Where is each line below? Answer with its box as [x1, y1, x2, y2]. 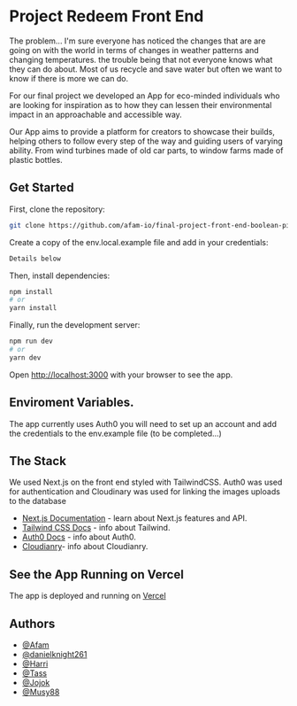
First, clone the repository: [9, 204, 106, 214]
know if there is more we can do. [9, 73, 129, 83]
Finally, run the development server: [9, 320, 141, 330]
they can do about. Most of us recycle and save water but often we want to [9, 64, 283, 74]
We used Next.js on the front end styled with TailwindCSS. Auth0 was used [9, 477, 283, 488]
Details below [9, 254, 62, 263]
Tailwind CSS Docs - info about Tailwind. [21, 523, 171, 533]
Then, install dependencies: [9, 270, 110, 281]
